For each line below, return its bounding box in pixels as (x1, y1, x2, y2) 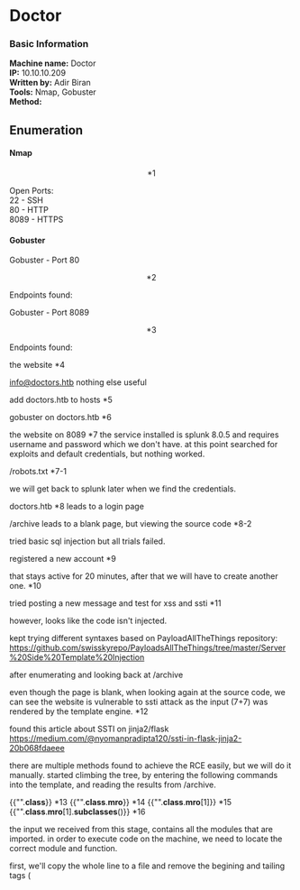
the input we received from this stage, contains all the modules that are (9, 824, 273, 835)
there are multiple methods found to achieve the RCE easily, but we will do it (9, 760, 292, 771)
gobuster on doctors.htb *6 (9, 412, 113, 423)
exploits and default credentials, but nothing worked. (9, 448, 205, 460)
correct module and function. (9, 843, 118, 854)
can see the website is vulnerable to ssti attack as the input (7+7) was (9, 696, 268, 708)
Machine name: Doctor (9, 58, 96, 69)
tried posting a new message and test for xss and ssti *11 (9, 598, 222, 609)
